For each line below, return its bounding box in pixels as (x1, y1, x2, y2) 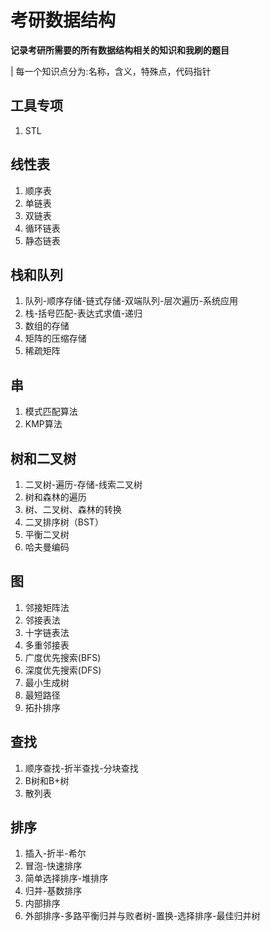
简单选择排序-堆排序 (24, 872, 109, 885)
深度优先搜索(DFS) (24, 664, 102, 676)
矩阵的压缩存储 (24, 332, 87, 345)
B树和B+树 (24, 774, 70, 786)
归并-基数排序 (24, 885, 83, 897)
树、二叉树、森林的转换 (24, 504, 122, 515)
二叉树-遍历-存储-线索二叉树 (24, 479, 143, 490)
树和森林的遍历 (24, 491, 87, 503)
